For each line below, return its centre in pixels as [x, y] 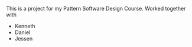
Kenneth [25, 26]
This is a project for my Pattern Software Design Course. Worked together [96, 9]
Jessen [24, 38]
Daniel [22, 32]
